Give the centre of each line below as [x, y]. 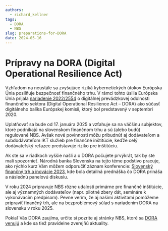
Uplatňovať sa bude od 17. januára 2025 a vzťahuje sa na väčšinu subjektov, [84, 124]
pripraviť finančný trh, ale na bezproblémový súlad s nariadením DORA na [82, 203]
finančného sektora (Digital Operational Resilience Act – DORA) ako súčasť [83, 103]
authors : [14, 10]
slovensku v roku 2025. [30, 208]
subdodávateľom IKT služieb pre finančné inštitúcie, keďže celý [71, 140]
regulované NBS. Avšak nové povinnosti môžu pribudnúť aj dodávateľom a [82, 135]
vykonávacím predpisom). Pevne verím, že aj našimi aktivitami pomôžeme [82, 197]
